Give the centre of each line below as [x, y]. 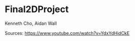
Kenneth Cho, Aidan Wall [31, 23]
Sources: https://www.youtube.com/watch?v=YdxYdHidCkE [67, 33]
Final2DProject [37, 9]
